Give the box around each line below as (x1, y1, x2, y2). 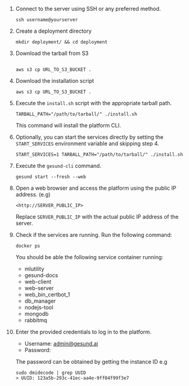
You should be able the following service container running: (15, 254, 164, 260)
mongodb (24, 310, 49, 317)
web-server (24, 285, 54, 292)
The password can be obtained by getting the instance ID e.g (15, 358, 168, 365)
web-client (24, 278, 52, 285)
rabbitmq (24, 317, 48, 324)
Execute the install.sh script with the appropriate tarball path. (15, 100, 172, 106)
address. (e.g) (15, 191, 51, 198)
